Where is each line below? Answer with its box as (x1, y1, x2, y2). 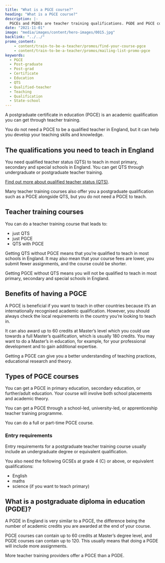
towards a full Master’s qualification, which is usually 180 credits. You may (5, 333, 155, 339)
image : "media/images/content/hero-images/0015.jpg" (5, 30, 115, 35)
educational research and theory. (5, 358, 72, 364)
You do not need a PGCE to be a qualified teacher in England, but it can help (5, 127, 160, 132)
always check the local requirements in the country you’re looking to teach (5, 313, 156, 319)
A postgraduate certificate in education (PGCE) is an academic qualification (5, 112, 158, 118)
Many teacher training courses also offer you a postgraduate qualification (5, 188, 154, 194)
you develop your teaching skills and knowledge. (5, 132, 104, 138)
